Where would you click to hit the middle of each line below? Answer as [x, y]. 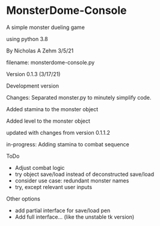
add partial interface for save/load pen [63, 210]
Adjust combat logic [40, 167]
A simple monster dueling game [46, 27]
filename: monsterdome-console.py [51, 62]
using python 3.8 [27, 39]
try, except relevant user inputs [53, 187]
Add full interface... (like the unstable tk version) [75, 217]
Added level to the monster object [48, 121]
